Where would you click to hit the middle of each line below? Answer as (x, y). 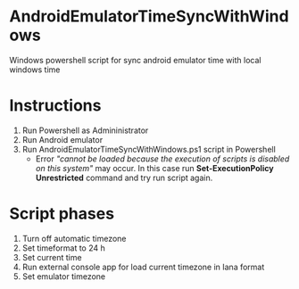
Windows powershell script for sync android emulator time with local (135, 60)
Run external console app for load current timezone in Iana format (143, 267)
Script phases (62, 214)
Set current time (52, 257)
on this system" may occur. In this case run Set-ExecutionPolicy (154, 168)
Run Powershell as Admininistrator (85, 130)
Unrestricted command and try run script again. (124, 178)
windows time (35, 70)
